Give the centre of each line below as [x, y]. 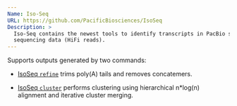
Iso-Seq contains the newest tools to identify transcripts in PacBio [120, 34]
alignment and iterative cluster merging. [75, 95]
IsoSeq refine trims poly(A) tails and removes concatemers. [105, 74]
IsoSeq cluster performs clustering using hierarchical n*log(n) [108, 88]
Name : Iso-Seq [28, 14]
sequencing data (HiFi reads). [60, 40]
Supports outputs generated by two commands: [77, 60]
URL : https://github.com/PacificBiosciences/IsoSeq [85, 20]
